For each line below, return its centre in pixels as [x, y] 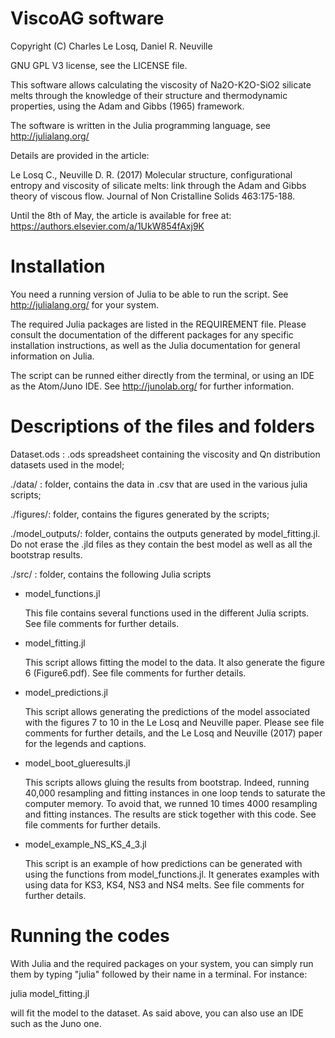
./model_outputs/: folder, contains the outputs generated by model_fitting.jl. [165, 533]
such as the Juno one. [56, 1023]
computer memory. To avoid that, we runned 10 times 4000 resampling [171, 803]
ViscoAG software [87, 18]
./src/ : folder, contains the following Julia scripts [111, 574]
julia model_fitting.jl [50, 993]
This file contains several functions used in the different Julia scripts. [167, 613]
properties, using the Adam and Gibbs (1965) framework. [127, 106]
